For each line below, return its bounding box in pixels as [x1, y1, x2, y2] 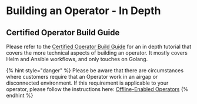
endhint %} [6, 92, 34, 99]
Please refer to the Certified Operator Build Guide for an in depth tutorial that [6, 43, 192, 50]
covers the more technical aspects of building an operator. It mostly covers [6, 49, 188, 56]
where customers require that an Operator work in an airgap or [6, 73, 158, 80]
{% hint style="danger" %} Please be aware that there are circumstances [6, 67, 184, 74]
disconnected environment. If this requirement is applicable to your [6, 79, 169, 86]
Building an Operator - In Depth [6, 4, 161, 18]
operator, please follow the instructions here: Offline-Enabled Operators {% [6, 86, 189, 92]
